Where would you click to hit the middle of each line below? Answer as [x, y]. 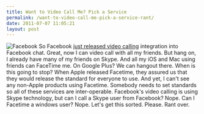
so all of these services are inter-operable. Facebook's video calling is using [102, 91]
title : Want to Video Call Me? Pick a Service [67, 12]
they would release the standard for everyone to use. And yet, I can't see [98, 79]
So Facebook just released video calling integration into [108, 46]
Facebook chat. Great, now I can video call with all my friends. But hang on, [101, 53]
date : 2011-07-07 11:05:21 [41, 23]
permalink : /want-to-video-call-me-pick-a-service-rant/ [80, 18]
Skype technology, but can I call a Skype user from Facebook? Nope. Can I [100, 98]
